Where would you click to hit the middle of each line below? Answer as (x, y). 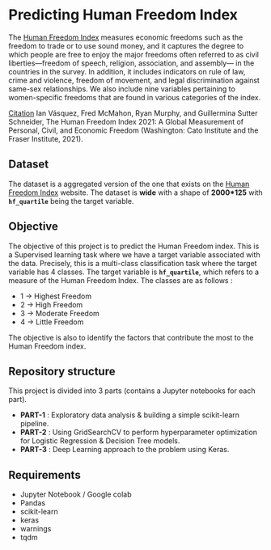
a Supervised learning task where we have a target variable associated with (134, 254)
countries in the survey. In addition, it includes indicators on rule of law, (127, 71)
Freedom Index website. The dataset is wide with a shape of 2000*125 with (135, 192)
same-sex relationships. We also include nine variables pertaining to (122, 89)
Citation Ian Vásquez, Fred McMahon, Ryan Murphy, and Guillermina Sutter (133, 113)
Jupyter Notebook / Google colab (76, 494)
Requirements (44, 475)
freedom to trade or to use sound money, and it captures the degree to (126, 45)
